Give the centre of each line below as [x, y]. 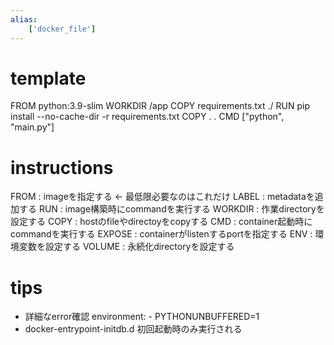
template [48, 78]
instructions [62, 167]
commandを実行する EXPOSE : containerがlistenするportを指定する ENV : [161, 234]
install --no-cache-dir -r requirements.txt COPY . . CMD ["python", [147, 117]
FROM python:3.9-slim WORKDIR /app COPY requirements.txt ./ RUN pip [160, 106]
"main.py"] [32, 127]
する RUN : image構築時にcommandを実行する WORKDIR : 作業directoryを [171, 209]
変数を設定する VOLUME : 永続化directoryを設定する [126, 247]
